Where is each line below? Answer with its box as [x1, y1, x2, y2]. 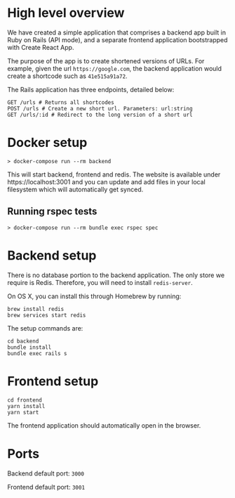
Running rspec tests [7, 205, 98, 217]
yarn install [7, 402, 46, 409]
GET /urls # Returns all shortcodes [7, 98, 114, 106]
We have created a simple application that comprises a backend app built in [7, 28, 227, 37]
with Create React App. [7, 43, 74, 51]
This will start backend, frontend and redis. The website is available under [7, 170, 221, 179]
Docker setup [7, 135, 88, 151]
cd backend [7, 338, 39, 345]
